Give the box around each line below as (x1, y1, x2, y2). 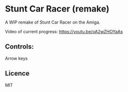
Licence (5, 69, 30, 78)
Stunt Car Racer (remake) (5, 3, 110, 14)
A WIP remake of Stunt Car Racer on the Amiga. (5, 19, 100, 25)
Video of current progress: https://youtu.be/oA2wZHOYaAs (5, 28, 123, 34)
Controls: (5, 42, 34, 51)
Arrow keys (5, 55, 28, 61)
